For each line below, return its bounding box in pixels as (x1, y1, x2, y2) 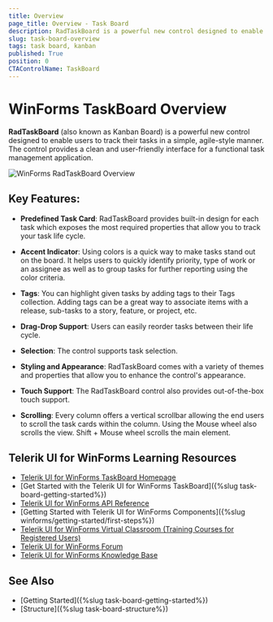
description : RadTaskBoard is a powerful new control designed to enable (8, 27, 264, 35)
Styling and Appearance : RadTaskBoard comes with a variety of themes (19, 361, 264, 371)
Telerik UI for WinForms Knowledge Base (19, 550, 158, 560)
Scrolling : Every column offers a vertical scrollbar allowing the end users (19, 410, 265, 420)
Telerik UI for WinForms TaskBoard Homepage (19, 472, 176, 482)
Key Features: (8, 192, 80, 206)
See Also (8, 574, 54, 588)
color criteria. (19, 272, 66, 282)
